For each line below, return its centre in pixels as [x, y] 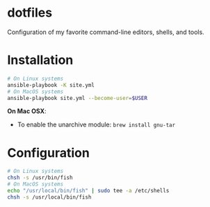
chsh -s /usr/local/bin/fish [49, 197]
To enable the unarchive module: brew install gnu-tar [96, 125]
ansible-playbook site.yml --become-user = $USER [78, 98]
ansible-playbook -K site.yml [51, 85]
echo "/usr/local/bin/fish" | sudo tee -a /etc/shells [88, 190]
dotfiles [30, 13]
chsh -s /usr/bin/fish [40, 178]
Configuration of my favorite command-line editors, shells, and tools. [106, 32]
